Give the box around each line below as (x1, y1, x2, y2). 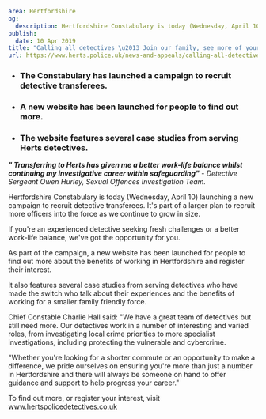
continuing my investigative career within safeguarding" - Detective (8, 168, 237, 178)
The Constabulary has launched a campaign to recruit (19, 70, 232, 81)
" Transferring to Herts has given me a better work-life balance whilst (8, 160, 243, 170)
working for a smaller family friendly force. (8, 297, 147, 307)
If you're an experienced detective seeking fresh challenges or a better (8, 225, 240, 234)
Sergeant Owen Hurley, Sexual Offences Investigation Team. (8, 177, 206, 187)
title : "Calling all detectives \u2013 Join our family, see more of (8, 44, 243, 52)
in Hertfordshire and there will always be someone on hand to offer (8, 370, 226, 379)
